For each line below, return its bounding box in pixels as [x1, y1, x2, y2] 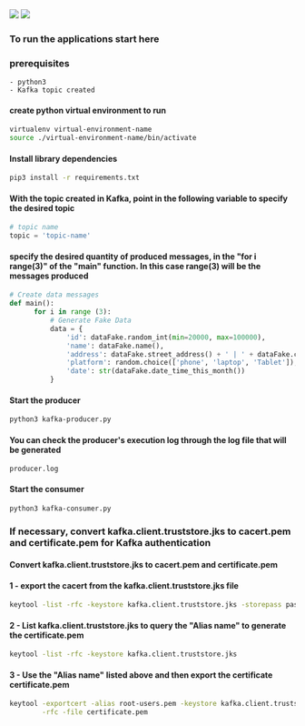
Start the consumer [9, 483, 84, 494]
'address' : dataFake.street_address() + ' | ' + [66, 349, 254, 358]
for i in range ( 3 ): [33, 308, 112, 317]
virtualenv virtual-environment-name [9, 125, 152, 135]
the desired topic [9, 202, 75, 213]
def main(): [9, 299, 54, 308]
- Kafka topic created [9, 86, 95, 95]
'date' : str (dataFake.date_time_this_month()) [66, 367, 246, 376]
